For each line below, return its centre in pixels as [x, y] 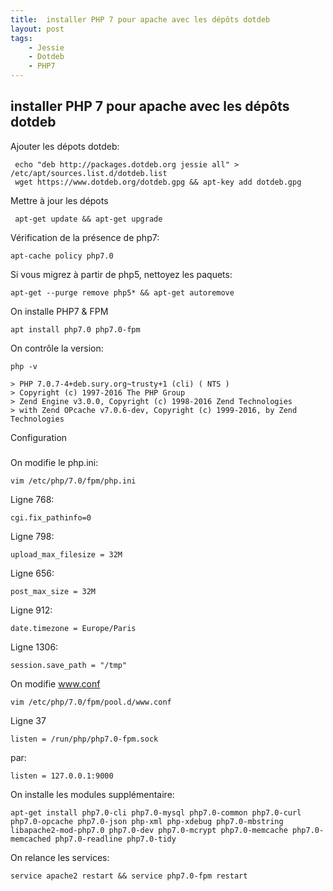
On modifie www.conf [55, 684]
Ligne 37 [28, 721]
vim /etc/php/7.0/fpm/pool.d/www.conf [91, 702]
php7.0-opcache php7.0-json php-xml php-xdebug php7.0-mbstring [147, 822]
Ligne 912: [31, 610]
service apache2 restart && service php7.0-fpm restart [129, 876]
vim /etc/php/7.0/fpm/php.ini [73, 481]
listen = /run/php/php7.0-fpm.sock [84, 739]
